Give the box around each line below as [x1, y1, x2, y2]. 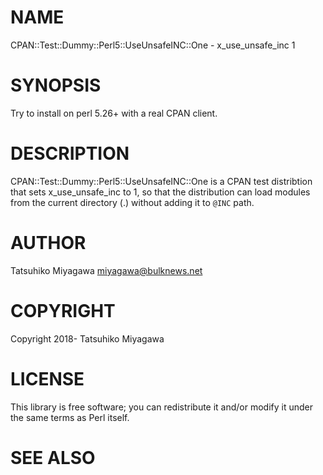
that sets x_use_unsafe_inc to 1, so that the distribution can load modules [10, 186, 311, 198]
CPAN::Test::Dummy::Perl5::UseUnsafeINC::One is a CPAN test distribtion [10, 175, 313, 187]
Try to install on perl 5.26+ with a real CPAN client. [10, 107, 218, 119]
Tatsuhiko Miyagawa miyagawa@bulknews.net [10, 264, 203, 276]
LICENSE [10, 367, 85, 390]
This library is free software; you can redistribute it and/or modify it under [10, 401, 314, 413]
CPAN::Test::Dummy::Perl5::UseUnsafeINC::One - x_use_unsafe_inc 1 [10, 39, 296, 51]
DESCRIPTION [10, 142, 130, 165]
